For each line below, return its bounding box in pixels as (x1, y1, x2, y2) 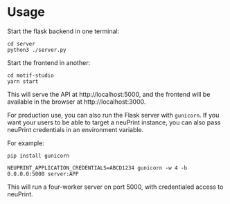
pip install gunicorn (7, 152, 70, 159)
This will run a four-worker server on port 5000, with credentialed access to (7, 183, 224, 191)
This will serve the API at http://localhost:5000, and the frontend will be (7, 90, 211, 98)
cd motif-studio (7, 72, 54, 79)
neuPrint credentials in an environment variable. (7, 125, 144, 133)
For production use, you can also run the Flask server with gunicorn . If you (7, 111, 220, 119)
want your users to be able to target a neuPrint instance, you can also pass (7, 118, 221, 127)
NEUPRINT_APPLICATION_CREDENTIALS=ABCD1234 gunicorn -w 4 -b (7, 164, 188, 171)
